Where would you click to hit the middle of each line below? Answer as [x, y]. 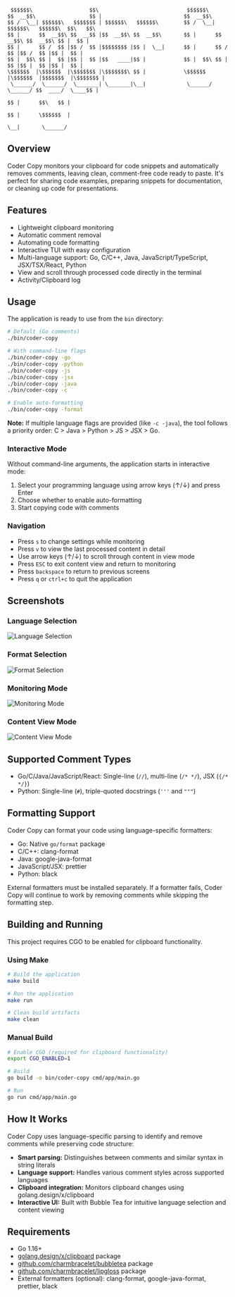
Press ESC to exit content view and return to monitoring [96, 564]
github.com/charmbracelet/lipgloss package [82, 1271]
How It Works [38, 1119]
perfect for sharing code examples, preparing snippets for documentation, [115, 180]
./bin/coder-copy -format [45, 410]
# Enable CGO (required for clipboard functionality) [88, 1052]
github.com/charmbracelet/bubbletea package [85, 1264]
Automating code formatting [58, 242]
